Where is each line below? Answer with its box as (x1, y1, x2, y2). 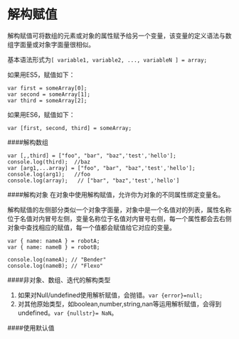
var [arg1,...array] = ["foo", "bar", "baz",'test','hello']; (7, 164, 196, 171)
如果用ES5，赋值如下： (7, 70, 75, 79)
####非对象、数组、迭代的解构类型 (7, 275, 111, 284)
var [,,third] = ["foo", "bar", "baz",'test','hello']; (7, 152, 176, 159)
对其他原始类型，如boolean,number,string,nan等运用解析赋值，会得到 (17, 299, 222, 308)
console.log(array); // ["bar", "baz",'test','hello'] (7, 177, 180, 184)
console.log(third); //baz (7, 158, 91, 166)
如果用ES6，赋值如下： (7, 110, 76, 119)
